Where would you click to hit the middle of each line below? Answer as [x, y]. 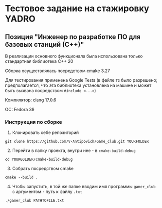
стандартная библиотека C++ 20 [39, 61]
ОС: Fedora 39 [20, 109]
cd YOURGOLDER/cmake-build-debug [39, 160]
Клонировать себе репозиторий [45, 132]
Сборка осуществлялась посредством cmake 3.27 [58, 71]
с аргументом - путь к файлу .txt [47, 192]
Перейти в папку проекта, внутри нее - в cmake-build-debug [74, 151]
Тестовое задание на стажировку [77, 9]
